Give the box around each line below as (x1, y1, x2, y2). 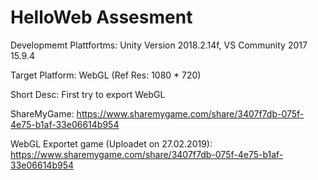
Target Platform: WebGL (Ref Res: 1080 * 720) (10, 69, 202, 81)
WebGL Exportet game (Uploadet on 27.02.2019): (10, 137, 213, 150)
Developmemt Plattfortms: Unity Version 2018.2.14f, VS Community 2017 (10, 39, 308, 51)
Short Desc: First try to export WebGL (10, 88, 166, 100)
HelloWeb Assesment (10, 6, 193, 29)
